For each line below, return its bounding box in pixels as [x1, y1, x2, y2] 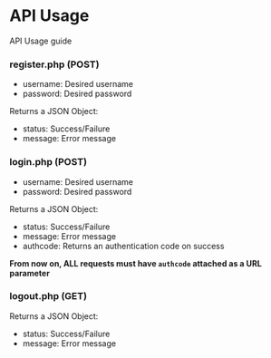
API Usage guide [9, 35, 73, 46]
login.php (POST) [9, 156, 88, 169]
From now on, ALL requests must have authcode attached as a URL [9, 257, 263, 268]
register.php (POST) [9, 58, 100, 71]
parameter [9, 267, 50, 278]
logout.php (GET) [9, 290, 88, 303]
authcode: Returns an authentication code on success [22, 240, 225, 251]
